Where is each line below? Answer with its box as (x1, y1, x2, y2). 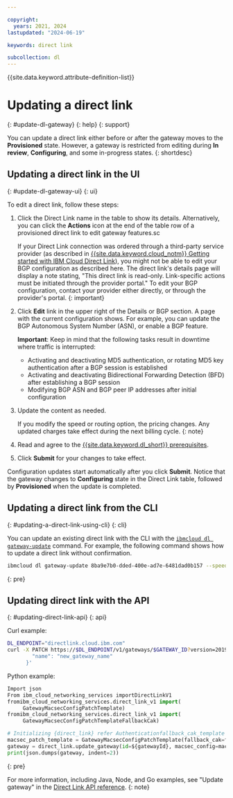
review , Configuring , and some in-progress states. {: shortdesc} (7, 148, 193, 157)
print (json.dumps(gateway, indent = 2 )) (7, 749, 119, 756)
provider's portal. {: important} (17, 293, 105, 302)
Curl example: (7, 627, 47, 635)
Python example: (7, 672, 55, 680)
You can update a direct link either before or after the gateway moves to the (7, 134, 223, 142)
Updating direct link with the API (7, 594, 150, 607)
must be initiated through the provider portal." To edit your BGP (17, 279, 198, 287)
